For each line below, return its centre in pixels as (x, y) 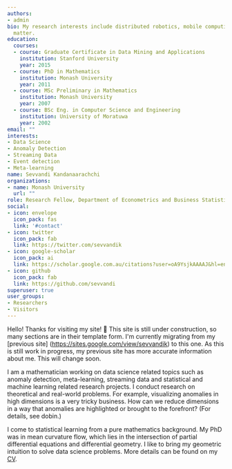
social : (18, 207)
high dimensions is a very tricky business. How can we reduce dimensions (113, 401)
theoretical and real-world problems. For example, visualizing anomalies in (113, 394)
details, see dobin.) (35, 416)
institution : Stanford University (69, 59)
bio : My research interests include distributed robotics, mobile (105, 26)
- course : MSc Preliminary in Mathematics (75, 91)
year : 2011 (35, 84)
